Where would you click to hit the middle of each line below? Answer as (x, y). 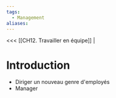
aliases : (17, 23)
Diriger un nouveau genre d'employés (62, 82)
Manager (26, 88)
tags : (13, 12)
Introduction (38, 65)
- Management (28, 18)
